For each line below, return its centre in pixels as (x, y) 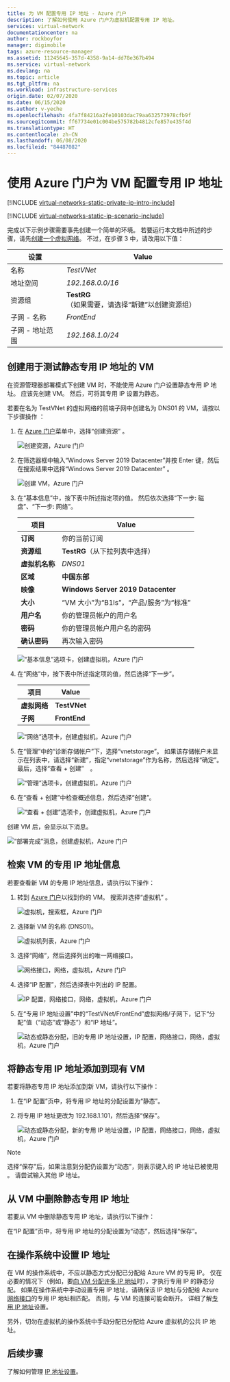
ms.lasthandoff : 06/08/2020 (47, 141)
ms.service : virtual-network (49, 64)
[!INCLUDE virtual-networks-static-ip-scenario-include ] (86, 216)
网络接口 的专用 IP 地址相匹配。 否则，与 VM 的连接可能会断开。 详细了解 (110, 1298)
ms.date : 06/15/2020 (37, 103)
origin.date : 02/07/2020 (42, 97)
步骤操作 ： (29, 416)
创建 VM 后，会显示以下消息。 (50, 827)
